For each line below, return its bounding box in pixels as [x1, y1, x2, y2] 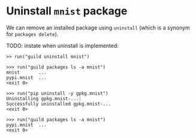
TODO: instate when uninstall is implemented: [6, 42, 119, 49]
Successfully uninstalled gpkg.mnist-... [6, 101, 111, 107]
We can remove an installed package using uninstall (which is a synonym [6, 24, 190, 31]
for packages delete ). [6, 30, 59, 37]
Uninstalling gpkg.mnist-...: [6, 95, 82, 101]
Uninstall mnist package [6, 4, 128, 18]
